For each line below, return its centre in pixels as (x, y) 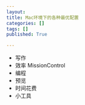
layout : (16, 12)
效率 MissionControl (40, 66)
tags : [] (17, 29)
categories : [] (25, 23)
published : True (27, 35)
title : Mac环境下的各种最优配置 (42, 18)
